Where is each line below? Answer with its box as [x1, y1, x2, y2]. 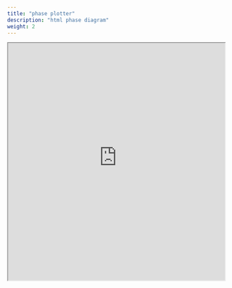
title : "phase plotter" [7, 10, 76, 17]
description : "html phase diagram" [7, 17, 109, 23]
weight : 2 [7, 23, 36, 30]
